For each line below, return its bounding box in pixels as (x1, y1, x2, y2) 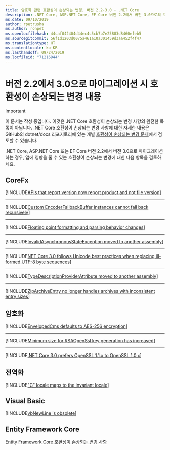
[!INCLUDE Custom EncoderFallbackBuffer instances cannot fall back (5, 204, 149, 210)
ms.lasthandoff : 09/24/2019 (5, 50, 65, 55)
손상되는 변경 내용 (31, 91, 102, 102)
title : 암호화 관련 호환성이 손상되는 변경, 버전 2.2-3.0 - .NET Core (5, 7, 139, 13)
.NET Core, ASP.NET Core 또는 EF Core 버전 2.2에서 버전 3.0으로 (5, 148, 138, 154)
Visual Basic (5, 397, 45, 405)
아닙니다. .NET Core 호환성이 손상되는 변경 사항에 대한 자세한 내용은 (14, 125, 150, 131)
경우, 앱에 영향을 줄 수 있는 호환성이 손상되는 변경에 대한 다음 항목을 (14, 154, 148, 160)
